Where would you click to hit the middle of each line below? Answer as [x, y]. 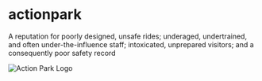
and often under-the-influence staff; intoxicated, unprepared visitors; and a [131, 44]
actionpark [45, 15]
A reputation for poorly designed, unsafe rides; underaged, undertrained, [128, 36]
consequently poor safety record [62, 53]
